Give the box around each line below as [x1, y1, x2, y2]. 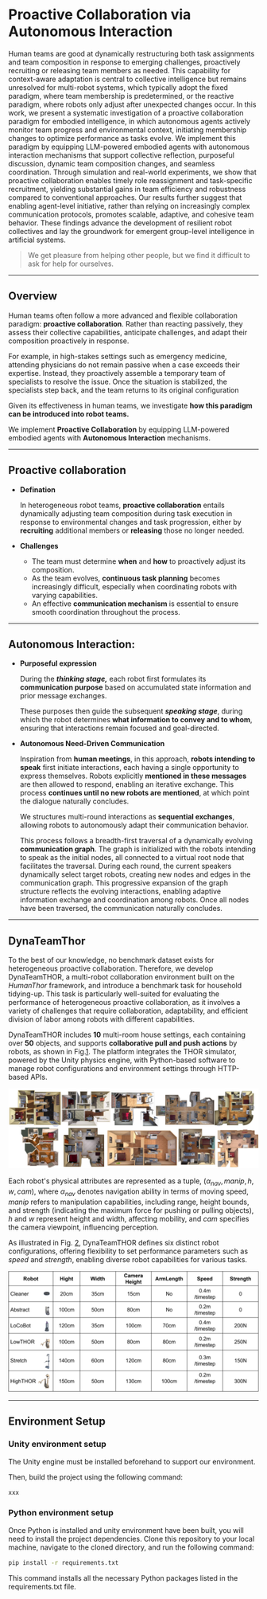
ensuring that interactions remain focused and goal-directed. [19, 723, 220, 733]
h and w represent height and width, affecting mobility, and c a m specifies [8, 1214, 250, 1223]
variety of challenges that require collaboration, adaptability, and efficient [8, 1006, 249, 1016]
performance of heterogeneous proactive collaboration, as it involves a [8, 998, 241, 1007]
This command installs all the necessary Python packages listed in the [8, 1573, 238, 1582]
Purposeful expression [19, 659, 97, 668]
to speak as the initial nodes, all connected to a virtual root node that [19, 853, 245, 862]
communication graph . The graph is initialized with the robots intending [19, 844, 257, 854]
